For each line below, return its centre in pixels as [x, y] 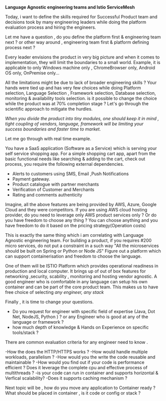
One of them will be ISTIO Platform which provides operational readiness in [82, 266]
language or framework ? [38, 322]
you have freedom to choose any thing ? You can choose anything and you [82, 220]
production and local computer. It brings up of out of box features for [76, 271]
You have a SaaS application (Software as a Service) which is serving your [81, 148]
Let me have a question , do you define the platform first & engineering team [83, 37]
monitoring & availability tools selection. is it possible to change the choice [81, 98]
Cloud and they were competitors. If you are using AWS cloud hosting [76, 210]
